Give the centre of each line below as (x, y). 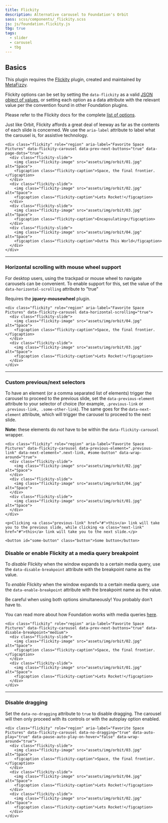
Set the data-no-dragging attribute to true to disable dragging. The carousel (83, 714)
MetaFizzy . (16, 85)
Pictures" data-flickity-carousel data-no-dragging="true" (68, 732)
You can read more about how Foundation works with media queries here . (81, 615)
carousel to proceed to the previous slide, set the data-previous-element (80, 398)
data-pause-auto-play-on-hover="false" (73, 737)
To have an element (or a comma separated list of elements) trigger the (78, 393)
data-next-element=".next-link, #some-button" (68, 453)
